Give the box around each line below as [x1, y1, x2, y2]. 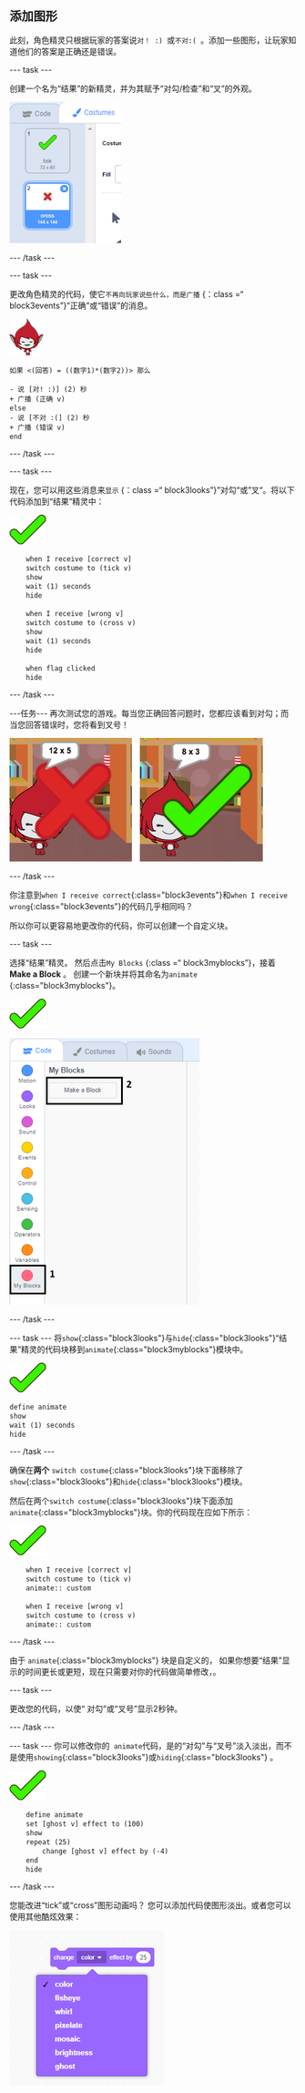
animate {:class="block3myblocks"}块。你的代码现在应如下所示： [9, 1506, 253, 1517]
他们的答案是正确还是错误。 [16, 46, 121, 56]
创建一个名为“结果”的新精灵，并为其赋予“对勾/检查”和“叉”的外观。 [9, 83, 258, 94]
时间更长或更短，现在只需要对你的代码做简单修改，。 [25, 1666, 221, 1677]
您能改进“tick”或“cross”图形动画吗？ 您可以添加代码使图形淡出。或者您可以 [9, 1899, 291, 1911]
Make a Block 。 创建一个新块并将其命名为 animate [9, 969, 198, 980]
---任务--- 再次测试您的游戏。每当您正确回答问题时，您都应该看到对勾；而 [9, 707, 290, 718]
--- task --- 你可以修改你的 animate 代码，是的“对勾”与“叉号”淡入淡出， [9, 1739, 276, 1751]
